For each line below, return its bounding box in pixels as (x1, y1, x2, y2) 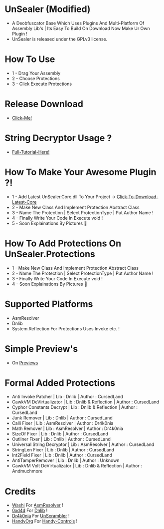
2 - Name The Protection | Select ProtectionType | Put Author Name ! (11, 270, 154, 276)
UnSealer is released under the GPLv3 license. (11, 36, 108, 42)
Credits (4, 485, 36, 497)
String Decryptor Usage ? (4, 133, 112, 144)
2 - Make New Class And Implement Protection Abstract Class (11, 204, 140, 210)
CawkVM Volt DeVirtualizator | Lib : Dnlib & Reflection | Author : (11, 463, 143, 469)
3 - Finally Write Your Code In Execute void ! (11, 275, 103, 281)
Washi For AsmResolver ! (11, 502, 63, 508)
